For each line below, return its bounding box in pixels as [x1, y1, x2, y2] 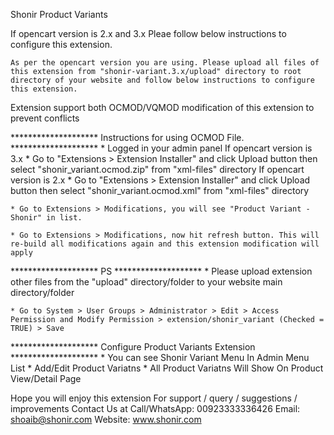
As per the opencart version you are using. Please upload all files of [10, 58, 320, 68]
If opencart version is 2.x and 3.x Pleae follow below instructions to [10, 28, 287, 39]
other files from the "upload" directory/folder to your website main [10, 276, 283, 288]
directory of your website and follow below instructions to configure [10, 75, 315, 85]
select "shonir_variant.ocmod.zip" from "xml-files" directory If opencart [10, 164, 305, 175]
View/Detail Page [10, 373, 82, 384]
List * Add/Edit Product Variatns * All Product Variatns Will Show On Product [10, 362, 324, 374]
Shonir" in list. [10, 213, 83, 223]
